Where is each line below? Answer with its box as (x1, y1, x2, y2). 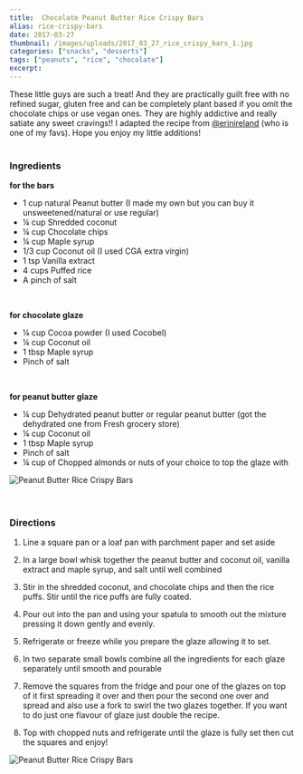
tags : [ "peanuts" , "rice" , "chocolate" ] (9, 55, 165, 64)
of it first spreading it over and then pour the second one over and (22, 691, 270, 701)
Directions (9, 517, 56, 529)
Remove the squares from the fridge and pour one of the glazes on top (22, 681, 287, 692)
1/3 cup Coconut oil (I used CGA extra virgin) (22, 246, 190, 256)
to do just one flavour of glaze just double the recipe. (22, 710, 220, 721)
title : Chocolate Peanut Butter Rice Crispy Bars (9, 13, 204, 23)
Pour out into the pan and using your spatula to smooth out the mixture (22, 609, 287, 620)
